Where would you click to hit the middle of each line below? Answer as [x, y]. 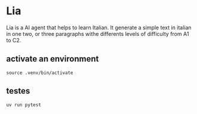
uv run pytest [24, 105]
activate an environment [53, 59]
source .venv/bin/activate [40, 73]
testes [18, 91]
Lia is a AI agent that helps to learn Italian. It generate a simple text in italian [99, 27]
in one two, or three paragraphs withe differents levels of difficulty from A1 [98, 33]
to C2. [14, 40]
